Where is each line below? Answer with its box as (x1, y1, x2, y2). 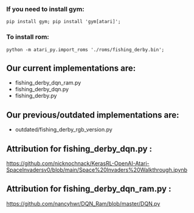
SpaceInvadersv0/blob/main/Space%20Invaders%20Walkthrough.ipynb (6, 166, 187, 173)
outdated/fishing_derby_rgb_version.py (15, 126, 113, 133)
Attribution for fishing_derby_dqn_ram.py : (6, 184, 171, 194)
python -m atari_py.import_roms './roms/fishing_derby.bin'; (6, 46, 165, 53)
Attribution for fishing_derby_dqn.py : (6, 144, 153, 154)
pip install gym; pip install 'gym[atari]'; (6, 19, 121, 25)
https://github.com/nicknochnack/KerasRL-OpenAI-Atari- (6, 160, 150, 167)
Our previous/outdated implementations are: (6, 110, 179, 120)
